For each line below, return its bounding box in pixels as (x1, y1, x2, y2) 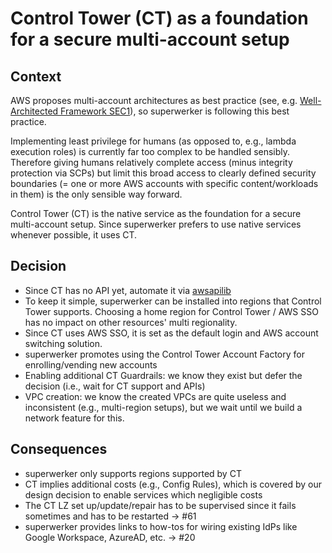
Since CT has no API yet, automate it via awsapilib (24, 284, 232, 296)
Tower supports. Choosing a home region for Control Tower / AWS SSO (24, 305, 319, 317)
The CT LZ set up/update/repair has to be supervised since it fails (24, 499, 297, 511)
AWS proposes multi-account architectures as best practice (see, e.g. (10, 95, 298, 106)
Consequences (10, 441, 108, 458)
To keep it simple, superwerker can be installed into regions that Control (24, 295, 322, 307)
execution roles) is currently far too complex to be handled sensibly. (10, 146, 291, 157)
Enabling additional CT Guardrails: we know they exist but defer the (24, 369, 303, 381)
